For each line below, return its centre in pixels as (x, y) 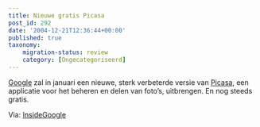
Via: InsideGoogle (37, 114)
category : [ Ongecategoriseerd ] (74, 60)
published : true (35, 38)
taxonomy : (25, 45)
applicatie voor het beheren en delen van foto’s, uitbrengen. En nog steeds (130, 90)
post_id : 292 (30, 23)
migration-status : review (66, 52)
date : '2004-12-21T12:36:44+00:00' (67, 30)
